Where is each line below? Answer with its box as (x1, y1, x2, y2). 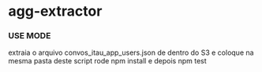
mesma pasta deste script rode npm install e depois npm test (8, 56, 207, 66)
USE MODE (8, 31, 51, 41)
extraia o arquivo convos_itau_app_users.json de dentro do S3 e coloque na (8, 48, 254, 57)
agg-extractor (8, 2, 103, 20)
